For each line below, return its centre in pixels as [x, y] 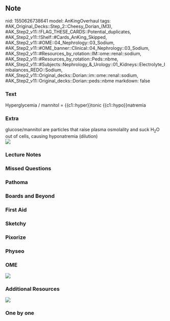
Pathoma [17, 182]
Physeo [15, 251]
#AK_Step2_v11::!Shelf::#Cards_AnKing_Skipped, [56, 37]
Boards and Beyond [30, 196]
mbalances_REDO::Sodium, [34, 70]
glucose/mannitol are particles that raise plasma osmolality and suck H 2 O [82, 130]
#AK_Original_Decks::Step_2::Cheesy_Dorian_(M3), [59, 26]
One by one [20, 313]
